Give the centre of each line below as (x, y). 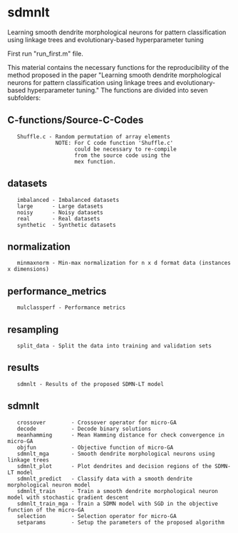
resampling (33, 329)
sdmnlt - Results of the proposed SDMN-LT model (90, 384)
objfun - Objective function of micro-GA (95, 447)
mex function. (95, 161)
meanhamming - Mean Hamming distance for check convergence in (120, 435)
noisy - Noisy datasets (60, 212)
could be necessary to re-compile (125, 149)
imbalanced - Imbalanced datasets (68, 200)
